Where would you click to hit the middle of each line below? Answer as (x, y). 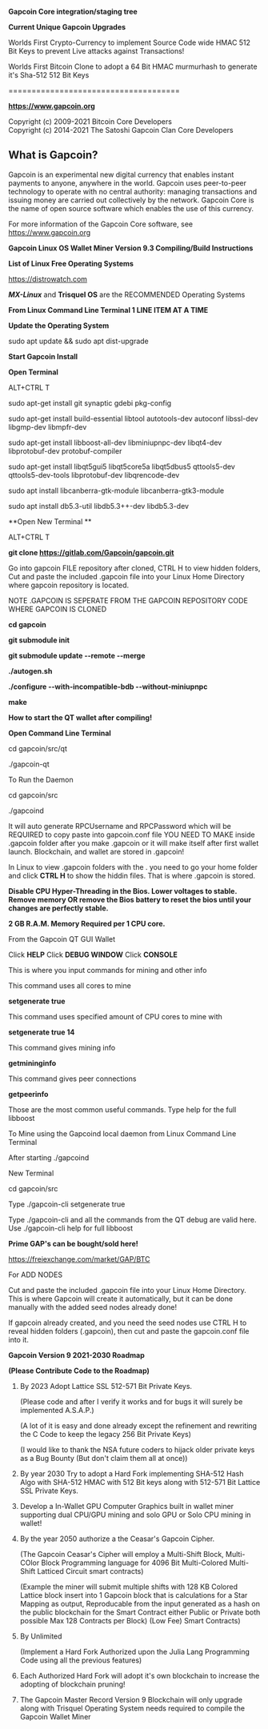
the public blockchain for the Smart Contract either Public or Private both (140, 1612)
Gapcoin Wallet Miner (55, 1716)
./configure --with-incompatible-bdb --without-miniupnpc (108, 686)
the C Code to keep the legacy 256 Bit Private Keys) (106, 1434)
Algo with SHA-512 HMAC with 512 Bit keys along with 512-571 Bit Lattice (140, 1482)
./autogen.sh (30, 670)
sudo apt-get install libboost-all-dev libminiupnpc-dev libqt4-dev (115, 442)
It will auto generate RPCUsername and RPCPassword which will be (120, 826)
